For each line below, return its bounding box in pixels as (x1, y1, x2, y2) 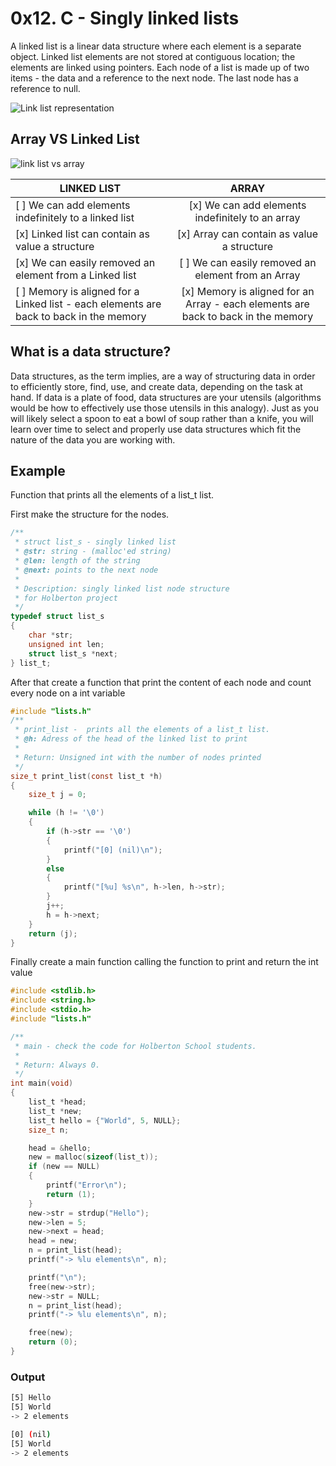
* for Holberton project (14, 593, 118, 603)
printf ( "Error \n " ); (46, 1180, 128, 1190)
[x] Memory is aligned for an (181, 284, 315, 298)
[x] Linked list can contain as (15, 227, 151, 241)
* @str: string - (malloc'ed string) (14, 547, 172, 557)
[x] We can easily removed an (15, 255, 156, 269)
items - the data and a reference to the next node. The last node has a (10, 72, 299, 84)
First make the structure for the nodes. (10, 508, 170, 521)
